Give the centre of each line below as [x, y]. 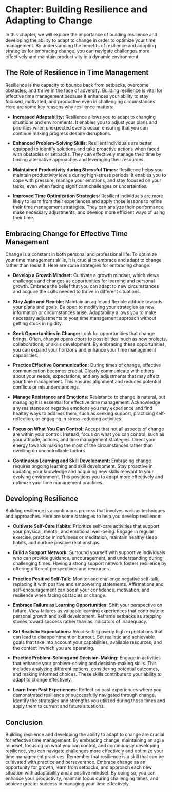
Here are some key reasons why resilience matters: [60, 107]
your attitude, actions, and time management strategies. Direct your [84, 439]
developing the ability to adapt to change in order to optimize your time [80, 40]
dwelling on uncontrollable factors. [49, 450]
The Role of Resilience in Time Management [77, 73]
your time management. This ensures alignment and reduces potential [87, 381]
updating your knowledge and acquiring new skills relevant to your [83, 471]
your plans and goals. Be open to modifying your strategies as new [83, 307]
